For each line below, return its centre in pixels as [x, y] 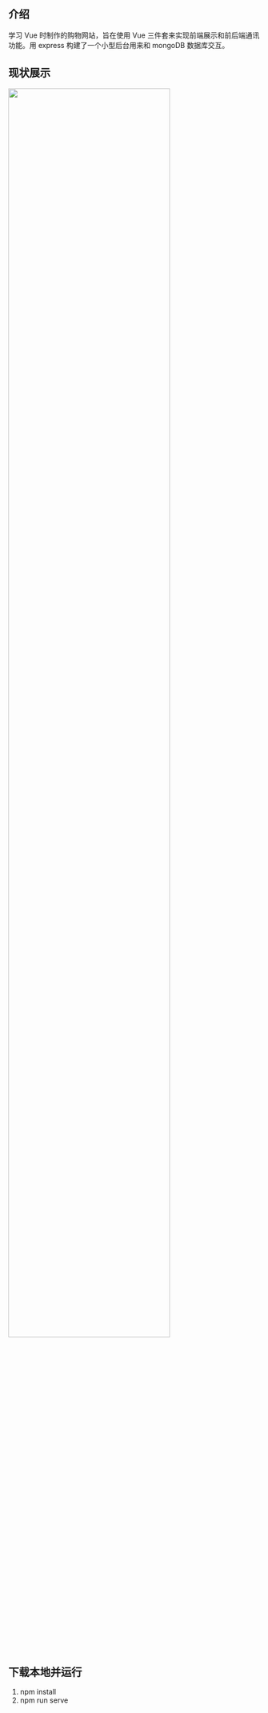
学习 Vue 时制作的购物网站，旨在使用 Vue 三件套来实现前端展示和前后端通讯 [134, 35]
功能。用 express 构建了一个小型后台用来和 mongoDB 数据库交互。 [119, 45]
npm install [38, 1692]
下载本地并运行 [45, 1673]
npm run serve [44, 1700]
